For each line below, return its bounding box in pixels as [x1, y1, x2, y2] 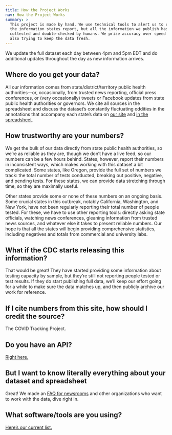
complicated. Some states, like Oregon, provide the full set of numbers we [5, 167, 162, 173]
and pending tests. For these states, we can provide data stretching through [5, 178, 165, 184]
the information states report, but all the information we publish [10, 27, 159, 32]
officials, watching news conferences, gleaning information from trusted [5, 214, 158, 221]
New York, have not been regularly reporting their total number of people [5, 204, 160, 210]
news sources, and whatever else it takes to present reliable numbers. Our [5, 220, 162, 226]
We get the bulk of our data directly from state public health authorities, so [5, 145, 163, 151]
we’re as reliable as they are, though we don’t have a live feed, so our [5, 150, 152, 157]
